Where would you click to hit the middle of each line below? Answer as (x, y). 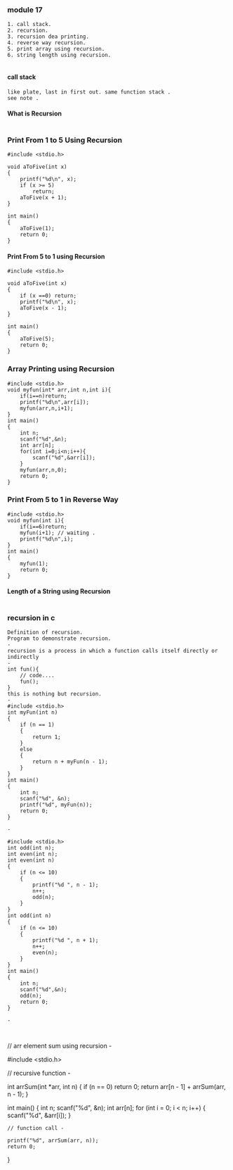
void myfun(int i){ (36, 520)
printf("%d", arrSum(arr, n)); (53, 1141)
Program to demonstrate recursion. (59, 639)
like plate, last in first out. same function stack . (89, 92)
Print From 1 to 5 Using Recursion (65, 140)
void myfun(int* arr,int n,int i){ (59, 390)
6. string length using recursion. (59, 55)
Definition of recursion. (45, 633)
